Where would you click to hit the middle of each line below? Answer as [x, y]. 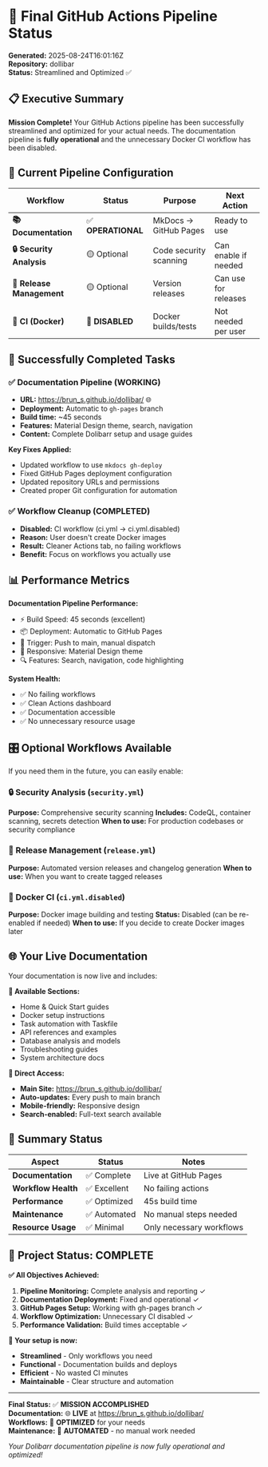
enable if [231, 255]
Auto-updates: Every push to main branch [90, 1097]
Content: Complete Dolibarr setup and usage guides [106, 434]
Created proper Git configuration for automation [99, 491]
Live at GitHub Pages [183, 1175]
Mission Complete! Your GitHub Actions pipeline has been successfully [126, 122]
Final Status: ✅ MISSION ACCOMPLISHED [79, 1404]
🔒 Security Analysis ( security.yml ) [76, 793]
